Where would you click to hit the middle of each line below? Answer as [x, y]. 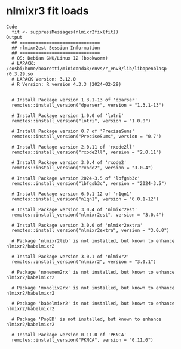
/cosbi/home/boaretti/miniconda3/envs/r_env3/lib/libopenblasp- [88, 69]
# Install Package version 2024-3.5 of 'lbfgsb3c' [76, 178]
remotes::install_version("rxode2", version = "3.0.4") [82, 168]
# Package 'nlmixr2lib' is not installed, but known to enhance [93, 241]
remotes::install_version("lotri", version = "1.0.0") [81, 121]
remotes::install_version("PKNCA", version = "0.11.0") [82, 340]
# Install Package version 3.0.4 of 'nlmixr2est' [74, 209]
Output [14, 37]
